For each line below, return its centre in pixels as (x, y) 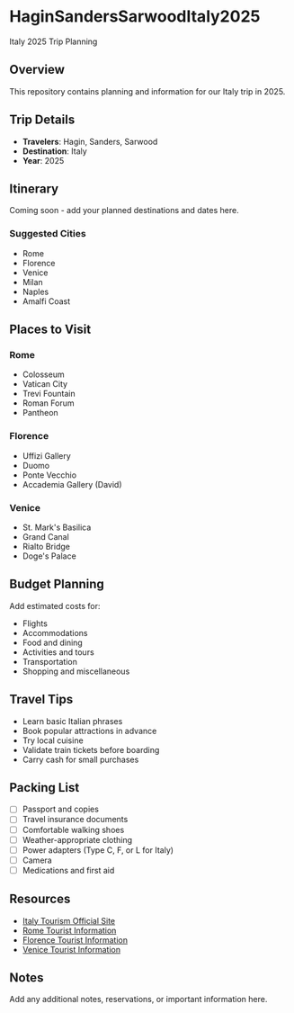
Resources (40, 899)
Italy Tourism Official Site (69, 920)
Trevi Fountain (49, 394)
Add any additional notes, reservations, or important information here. (138, 1000)
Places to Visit (50, 330)
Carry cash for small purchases (80, 759)
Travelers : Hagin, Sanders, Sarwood (90, 141)
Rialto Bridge (46, 546)
